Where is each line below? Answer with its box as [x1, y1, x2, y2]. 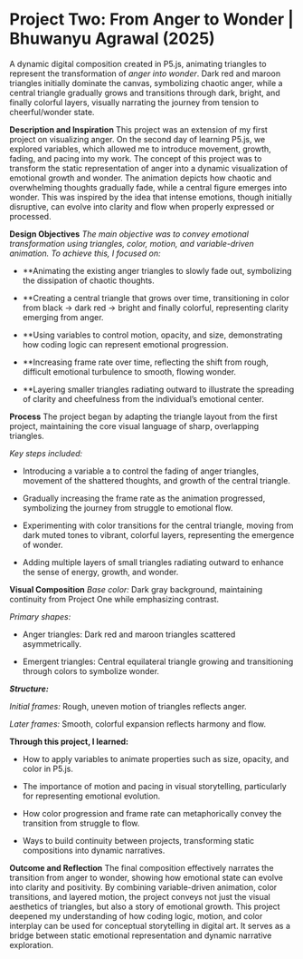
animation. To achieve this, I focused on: [9, 248, 161, 259]
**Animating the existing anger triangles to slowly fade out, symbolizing [22, 265, 292, 276]
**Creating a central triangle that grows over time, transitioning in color [22, 292, 289, 303]
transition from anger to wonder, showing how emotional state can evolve [9, 872, 283, 883]
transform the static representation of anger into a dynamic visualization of [9, 162, 289, 173]
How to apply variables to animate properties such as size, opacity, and [22, 753, 289, 764]
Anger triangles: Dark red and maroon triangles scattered [22, 629, 236, 640]
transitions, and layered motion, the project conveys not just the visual [9, 891, 271, 902]
